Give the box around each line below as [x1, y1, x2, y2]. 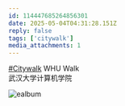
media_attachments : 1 [8, 42, 81, 50]
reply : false [8, 26, 52, 35]
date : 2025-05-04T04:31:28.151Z [8, 19, 117, 27]
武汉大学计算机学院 [8, 73, 73, 83]
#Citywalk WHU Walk [8, 63, 80, 73]
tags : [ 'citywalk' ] [8, 34, 74, 43]
